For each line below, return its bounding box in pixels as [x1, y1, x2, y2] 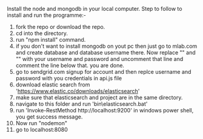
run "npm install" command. [15, 36, 86, 43]
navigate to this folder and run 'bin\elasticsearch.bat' [15, 100, 148, 108]
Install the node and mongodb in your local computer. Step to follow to [7, 5, 182, 12]
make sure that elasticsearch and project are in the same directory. [15, 94, 183, 101]
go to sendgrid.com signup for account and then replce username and [15, 68, 191, 75]
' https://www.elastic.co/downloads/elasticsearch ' [15, 88, 140, 94]
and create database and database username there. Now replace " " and [15, 49, 196, 56]
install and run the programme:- [7, 11, 87, 19]
